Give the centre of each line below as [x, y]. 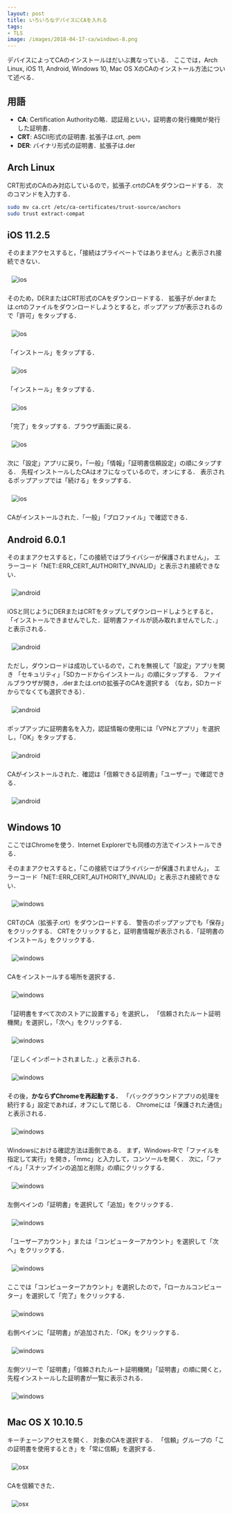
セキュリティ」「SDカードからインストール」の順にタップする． [111, 675]
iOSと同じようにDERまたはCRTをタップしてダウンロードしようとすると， [112, 612]
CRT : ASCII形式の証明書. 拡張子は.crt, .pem [79, 137]
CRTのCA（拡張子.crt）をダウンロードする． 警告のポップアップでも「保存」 [116, 922]
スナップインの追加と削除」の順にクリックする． [98, 1168]
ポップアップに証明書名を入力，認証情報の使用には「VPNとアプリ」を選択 [114, 729]
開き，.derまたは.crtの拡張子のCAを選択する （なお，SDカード [133, 683]
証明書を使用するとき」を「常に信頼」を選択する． [86, 1449]
